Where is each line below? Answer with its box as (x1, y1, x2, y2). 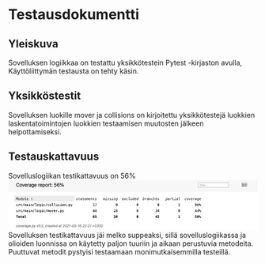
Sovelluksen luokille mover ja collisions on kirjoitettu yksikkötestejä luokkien (8, 110, 256, 119)
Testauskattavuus (8, 150, 100, 164)
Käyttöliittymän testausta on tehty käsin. (8, 66, 139, 76)
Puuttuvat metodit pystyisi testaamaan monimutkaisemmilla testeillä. (8, 247, 231, 256)
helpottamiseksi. (8, 126, 62, 136)
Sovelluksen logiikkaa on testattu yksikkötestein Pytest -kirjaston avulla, (8, 58, 243, 67)
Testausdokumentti (8, 6, 140, 24)
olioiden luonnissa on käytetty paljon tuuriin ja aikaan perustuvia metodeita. (8, 239, 254, 248)
